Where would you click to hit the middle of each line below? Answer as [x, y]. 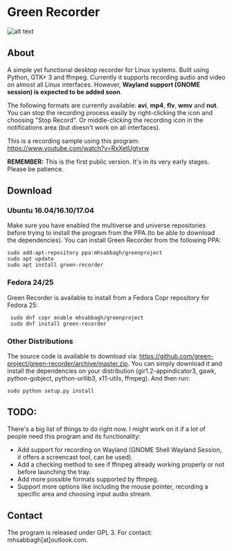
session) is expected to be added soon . [65, 91]
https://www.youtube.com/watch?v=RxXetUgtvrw [78, 148]
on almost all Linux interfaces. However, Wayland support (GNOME [104, 85]
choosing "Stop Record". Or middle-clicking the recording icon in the [105, 120]
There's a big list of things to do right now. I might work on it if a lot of [106, 429]
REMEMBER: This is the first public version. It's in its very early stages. [108, 161]
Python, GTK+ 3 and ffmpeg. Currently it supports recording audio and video [116, 77]
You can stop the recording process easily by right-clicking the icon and [110, 112]
